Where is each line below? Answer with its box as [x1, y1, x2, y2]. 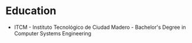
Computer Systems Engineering [14, 29, 92, 37]
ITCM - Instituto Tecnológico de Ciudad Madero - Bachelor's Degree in [14, 24, 186, 31]
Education [5, 4, 57, 18]
